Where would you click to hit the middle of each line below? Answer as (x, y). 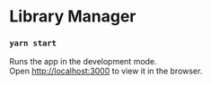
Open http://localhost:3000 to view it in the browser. (106, 71)
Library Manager (73, 17)
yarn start (33, 43)
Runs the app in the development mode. (83, 62)
